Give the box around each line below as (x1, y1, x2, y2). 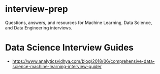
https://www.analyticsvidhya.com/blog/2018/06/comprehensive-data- (12, 58, 155, 64)
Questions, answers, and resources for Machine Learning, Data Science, (5, 20, 152, 25)
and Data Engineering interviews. (5, 25, 72, 30)
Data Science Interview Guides (5, 42, 134, 53)
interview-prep (5, 3, 68, 15)
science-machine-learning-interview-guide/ (12, 63, 102, 69)
